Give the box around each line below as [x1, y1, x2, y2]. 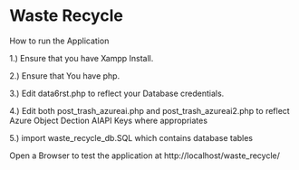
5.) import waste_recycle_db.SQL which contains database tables [9, 132, 254, 143]
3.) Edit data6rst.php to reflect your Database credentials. [9, 88, 225, 99]
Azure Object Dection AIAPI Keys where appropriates [9, 115, 208, 126]
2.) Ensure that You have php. [9, 70, 121, 81]
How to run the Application [9, 35, 110, 46]
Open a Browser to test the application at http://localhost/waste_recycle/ [9, 150, 281, 161]
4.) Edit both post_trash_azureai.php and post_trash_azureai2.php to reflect [9, 105, 290, 116]
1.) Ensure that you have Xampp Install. [9, 52, 154, 63]
